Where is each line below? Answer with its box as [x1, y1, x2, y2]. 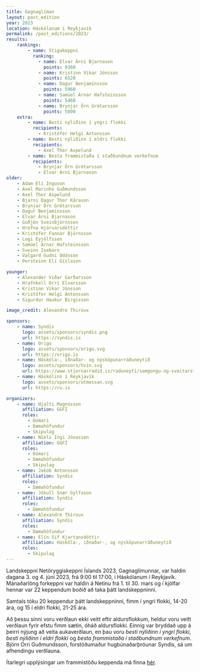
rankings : [17, 42, 42, 48]
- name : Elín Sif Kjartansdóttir [17, 534, 100, 540]
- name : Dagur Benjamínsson [37, 81, 108, 87]
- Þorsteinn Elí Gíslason [17, 258, 82, 264]
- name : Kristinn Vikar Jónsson [37, 70, 118, 76]
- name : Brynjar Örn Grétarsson [37, 103, 118, 109]
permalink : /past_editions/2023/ [6, 31, 89, 37]
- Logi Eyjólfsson [17, 236, 62, 242]
